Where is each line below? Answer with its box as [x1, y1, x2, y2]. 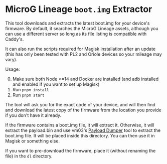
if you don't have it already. [5, 112, 62, 118]
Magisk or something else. [5, 138, 60, 144]
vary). [5, 56, 18, 62]
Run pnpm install [12, 86, 49, 92]
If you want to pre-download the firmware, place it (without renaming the [5, 147, 156, 153]
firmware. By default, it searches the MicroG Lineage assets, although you [5, 25, 158, 31]
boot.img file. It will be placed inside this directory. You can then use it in [5, 132, 155, 138]
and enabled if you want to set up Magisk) [12, 81, 100, 87]
